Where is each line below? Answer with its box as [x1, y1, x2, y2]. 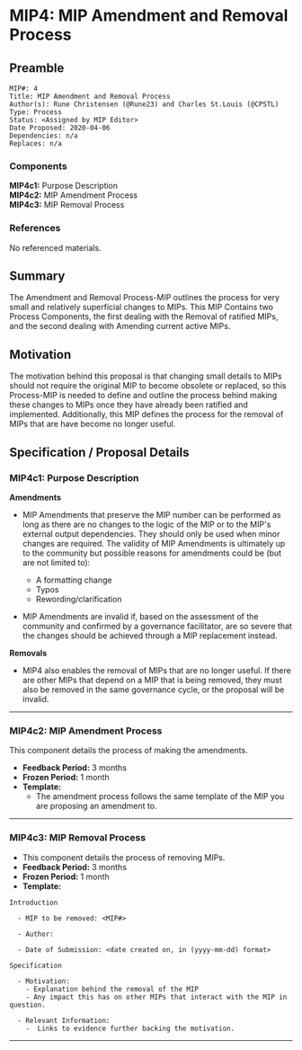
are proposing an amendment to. [35, 801, 157, 812]
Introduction [9, 898, 58, 907]
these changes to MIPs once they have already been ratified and [9, 399, 249, 410]
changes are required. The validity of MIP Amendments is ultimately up [22, 538, 286, 548]
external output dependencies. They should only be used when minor [22, 528, 280, 539]
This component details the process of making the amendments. [9, 745, 249, 756]
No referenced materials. [9, 242, 102, 253]
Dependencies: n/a [9, 131, 78, 140]
